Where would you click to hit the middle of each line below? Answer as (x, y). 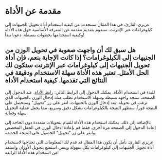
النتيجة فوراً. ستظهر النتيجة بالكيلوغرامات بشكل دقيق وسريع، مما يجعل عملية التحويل (81, 107)
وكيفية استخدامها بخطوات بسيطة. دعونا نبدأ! (45, 35)
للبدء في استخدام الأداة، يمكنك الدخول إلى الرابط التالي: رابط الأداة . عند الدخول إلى (80, 92)
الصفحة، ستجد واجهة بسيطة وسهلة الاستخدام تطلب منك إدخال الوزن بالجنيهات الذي (80, 97)
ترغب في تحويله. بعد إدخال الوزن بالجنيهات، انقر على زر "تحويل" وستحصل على (76, 102)
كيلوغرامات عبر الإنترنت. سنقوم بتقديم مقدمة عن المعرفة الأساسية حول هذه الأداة (79, 29)
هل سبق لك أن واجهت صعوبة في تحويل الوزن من (71, 50)
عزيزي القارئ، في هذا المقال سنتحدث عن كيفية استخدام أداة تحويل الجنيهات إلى (77, 24)
